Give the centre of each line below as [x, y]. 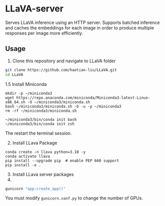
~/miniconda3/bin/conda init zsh [40, 124]
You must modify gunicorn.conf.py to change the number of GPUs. [74, 198]
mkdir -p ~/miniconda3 [29, 93]
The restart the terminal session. [39, 133]
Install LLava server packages [43, 174]
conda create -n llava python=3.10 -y [45, 152]
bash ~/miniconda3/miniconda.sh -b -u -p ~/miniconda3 [63, 106]
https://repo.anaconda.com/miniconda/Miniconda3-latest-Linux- [83, 98]
